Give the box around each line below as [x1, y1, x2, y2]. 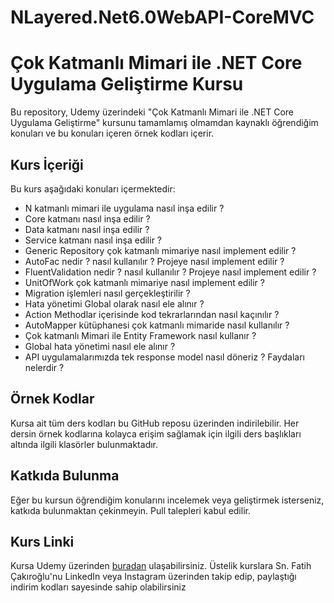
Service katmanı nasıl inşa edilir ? [24, 234, 162, 246]
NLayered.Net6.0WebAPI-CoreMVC [10, 6, 315, 29]
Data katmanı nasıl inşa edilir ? [24, 223, 150, 235]
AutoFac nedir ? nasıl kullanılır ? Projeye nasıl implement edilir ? [24, 255, 285, 267]
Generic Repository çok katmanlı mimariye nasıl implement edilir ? [24, 244, 297, 256]
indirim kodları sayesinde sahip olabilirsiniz [10, 581, 187, 593]
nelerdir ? [24, 361, 65, 373]
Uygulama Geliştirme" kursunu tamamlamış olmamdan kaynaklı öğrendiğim [10, 117, 319, 129]
